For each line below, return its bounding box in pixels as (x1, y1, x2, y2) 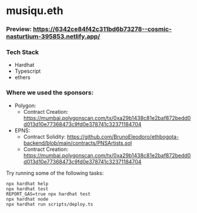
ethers (14, 74, 31, 81)
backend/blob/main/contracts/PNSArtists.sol (23, 139, 132, 146)
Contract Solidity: (23, 133, 66, 140)
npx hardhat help (6, 181, 49, 187)
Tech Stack (6, 48, 39, 56)
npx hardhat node (6, 196, 49, 202)
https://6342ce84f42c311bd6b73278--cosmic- (33, 25, 172, 33)
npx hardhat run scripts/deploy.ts (6, 201, 94, 207)
